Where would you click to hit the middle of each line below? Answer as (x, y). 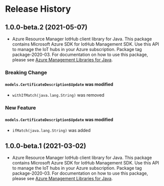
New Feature (21, 108)
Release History (38, 9)
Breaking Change (26, 72)
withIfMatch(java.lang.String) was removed (58, 95)
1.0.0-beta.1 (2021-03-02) (46, 146)
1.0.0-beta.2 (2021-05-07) (46, 27)
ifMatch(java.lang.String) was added (51, 131)
